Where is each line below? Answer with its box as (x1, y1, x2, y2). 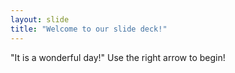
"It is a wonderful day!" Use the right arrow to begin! (10, 51, 226, 63)
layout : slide (10, 14, 70, 25)
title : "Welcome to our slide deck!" (10, 24, 168, 34)
